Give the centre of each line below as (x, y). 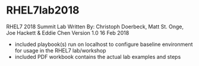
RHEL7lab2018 (43, 10)
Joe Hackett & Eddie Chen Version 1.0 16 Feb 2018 (68, 32)
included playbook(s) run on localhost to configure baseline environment (104, 44)
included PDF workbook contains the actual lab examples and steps (98, 57)
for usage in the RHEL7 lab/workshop (60, 50)
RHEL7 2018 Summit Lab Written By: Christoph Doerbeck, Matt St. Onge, (95, 27)
